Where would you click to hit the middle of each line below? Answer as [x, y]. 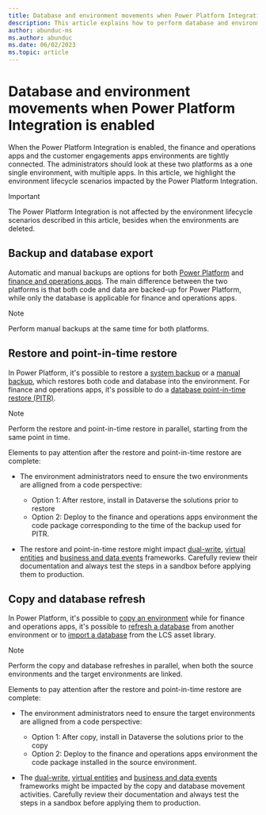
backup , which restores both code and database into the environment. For [129, 381]
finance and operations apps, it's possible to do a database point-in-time [127, 389]
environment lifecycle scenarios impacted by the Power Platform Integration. [133, 181]
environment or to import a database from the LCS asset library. [112, 635]
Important [24, 196]
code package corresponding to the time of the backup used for [136, 525]
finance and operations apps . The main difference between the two [118, 281]
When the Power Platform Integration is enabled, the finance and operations [132, 147]
